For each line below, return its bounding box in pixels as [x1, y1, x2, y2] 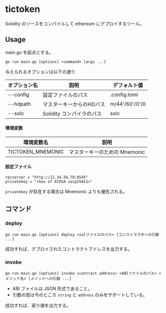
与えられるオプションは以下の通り [5, 68, 75, 74]
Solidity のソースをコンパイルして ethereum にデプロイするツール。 [5, 20, 144, 26]
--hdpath [7, 100, 31, 107]
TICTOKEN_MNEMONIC [7, 148, 64, 155]
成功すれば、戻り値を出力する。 [5, 303, 71, 309]
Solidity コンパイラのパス [42, 110, 102, 117]
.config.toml [109, 91, 138, 98]
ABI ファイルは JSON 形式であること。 [12, 286, 92, 292]
